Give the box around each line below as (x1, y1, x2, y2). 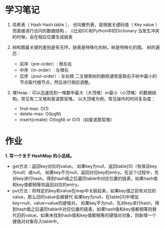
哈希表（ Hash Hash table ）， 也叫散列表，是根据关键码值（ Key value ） (12, 22, 160, 27)
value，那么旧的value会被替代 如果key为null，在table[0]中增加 (12, 194, 139, 200)
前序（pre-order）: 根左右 (19, 61, 72, 67)
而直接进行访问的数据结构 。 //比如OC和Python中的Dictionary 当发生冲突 (12, 27, 160, 33)
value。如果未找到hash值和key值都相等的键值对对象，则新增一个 (25, 212, 157, 218)
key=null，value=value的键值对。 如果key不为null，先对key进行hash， (12, 200, 155, 206)
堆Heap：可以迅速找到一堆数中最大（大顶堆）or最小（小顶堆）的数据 (12, 89, 152, 96)
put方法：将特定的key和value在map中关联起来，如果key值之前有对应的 (12, 187, 156, 194)
